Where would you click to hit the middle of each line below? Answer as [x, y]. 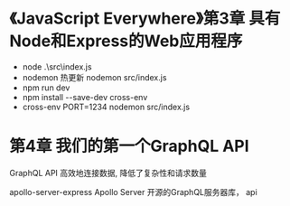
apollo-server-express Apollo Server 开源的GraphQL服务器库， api [133, 192]
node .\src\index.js [57, 66]
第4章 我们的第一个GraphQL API [130, 146]
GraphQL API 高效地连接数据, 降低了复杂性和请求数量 [108, 173]
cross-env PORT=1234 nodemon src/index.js [106, 107]
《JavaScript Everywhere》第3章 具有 [145, 19]
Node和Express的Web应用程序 [126, 41]
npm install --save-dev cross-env [85, 97]
